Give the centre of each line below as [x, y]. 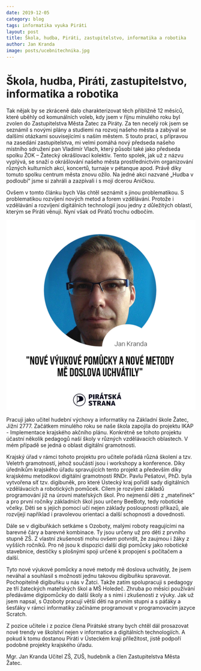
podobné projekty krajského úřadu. [49, 645]
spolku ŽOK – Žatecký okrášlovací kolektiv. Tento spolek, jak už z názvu [95, 155]
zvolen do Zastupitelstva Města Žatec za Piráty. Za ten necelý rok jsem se [97, 123]
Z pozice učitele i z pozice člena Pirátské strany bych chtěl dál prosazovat [97, 625]
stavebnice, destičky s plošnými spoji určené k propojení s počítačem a [94, 551]
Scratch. [16, 614]
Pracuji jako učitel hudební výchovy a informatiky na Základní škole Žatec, [97, 419]
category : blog [25, 19]
